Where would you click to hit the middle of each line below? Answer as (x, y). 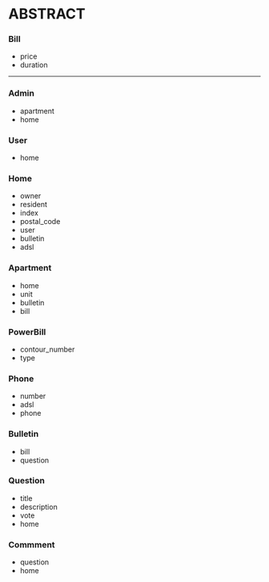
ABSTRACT (47, 14)
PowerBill (27, 332)
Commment (32, 544)
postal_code (40, 222)
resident (34, 205)
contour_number (47, 349)
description (38, 507)
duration (34, 65)
